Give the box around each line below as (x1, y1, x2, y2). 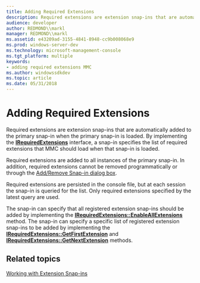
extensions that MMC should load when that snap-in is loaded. (6, 145, 160, 152)
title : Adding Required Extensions (6, 8, 95, 15)
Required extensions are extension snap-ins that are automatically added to (6, 126, 192, 133)
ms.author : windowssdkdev (6, 70, 70, 76)
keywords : (6, 58, 31, 64)
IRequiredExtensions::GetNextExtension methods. (6, 237, 133, 244)
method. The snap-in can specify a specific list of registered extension (6, 217, 180, 225)
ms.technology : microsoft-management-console (6, 48, 121, 54)
